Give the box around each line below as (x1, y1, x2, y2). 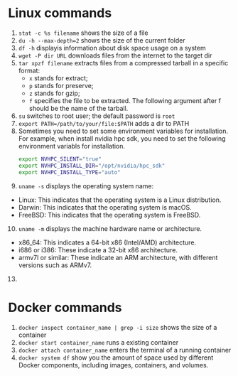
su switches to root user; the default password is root (18, 112, 175, 120)
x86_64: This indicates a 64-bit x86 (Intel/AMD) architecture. (18, 238, 197, 247)
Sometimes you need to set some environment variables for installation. (18, 127, 229, 135)
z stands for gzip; (28, 89, 80, 97)
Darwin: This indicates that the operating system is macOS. (18, 203, 193, 211)
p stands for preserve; (28, 81, 94, 90)
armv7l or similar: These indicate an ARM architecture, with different (18, 253, 218, 262)
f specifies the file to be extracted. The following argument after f (28, 96, 222, 104)
